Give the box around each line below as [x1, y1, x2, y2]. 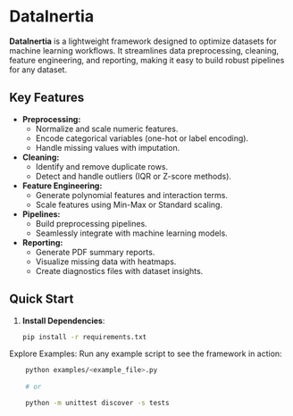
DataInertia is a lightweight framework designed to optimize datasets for [9, 36, 277, 46]
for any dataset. [9, 64, 68, 75]
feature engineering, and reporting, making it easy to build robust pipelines [9, 54, 285, 65]
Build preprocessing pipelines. [35, 218, 147, 229]
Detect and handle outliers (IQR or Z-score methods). [35, 171, 232, 181]
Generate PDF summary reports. [35, 246, 155, 257]
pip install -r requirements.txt [21, 332, 147, 341]
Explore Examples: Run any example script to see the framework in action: [9, 348, 283, 359]
